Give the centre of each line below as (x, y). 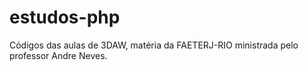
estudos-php (65, 17)
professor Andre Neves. (58, 55)
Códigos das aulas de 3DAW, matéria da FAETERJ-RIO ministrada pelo (154, 45)
